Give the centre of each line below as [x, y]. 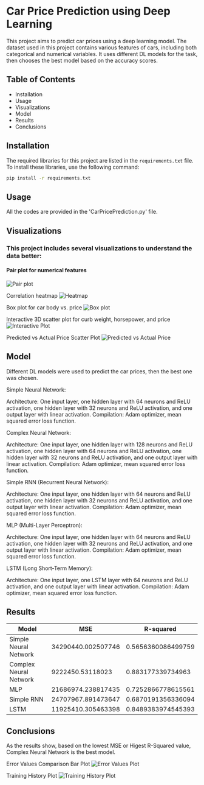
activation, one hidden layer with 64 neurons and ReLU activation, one [94, 451]
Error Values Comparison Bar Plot [48, 764]
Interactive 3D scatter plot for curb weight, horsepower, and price [88, 319]
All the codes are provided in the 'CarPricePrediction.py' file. [82, 212]
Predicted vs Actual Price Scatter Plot [53, 337]
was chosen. [22, 378]
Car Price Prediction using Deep [89, 11]
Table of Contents [41, 79]
